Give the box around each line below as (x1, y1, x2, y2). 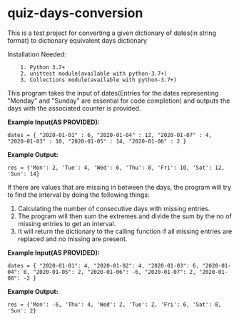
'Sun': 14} (7, 170, 40, 178)
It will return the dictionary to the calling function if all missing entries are (17, 227, 233, 235)
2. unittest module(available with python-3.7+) (20, 70, 168, 77)
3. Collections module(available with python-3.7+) (20, 76, 177, 83)
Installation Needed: (7, 50, 66, 58)
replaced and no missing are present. (17, 234, 128, 243)
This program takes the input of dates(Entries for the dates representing (7, 88, 219, 97)
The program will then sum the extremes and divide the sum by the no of (17, 212, 232, 220)
